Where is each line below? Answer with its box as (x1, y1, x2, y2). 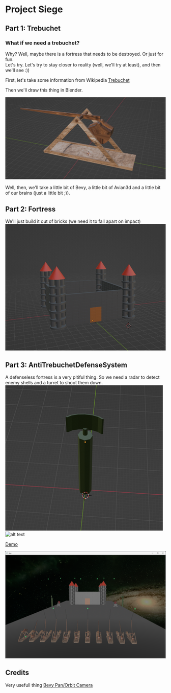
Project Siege (5, 4, 63, 15)
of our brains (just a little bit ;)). (5, 190, 70, 196)
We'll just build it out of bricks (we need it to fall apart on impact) (5, 218, 141, 224)
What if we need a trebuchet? (5, 39, 80, 47)
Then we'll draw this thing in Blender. (5, 87, 83, 93)
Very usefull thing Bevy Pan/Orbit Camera (5, 682, 93, 688)
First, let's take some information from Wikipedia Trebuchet (5, 77, 130, 83)
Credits (5, 668, 30, 677)
